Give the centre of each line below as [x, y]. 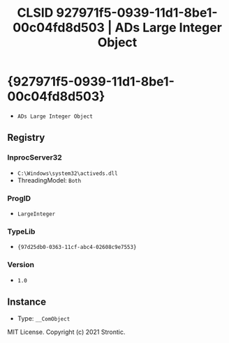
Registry [26, 138]
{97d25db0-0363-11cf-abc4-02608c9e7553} [77, 247]
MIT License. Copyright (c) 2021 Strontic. [66, 332]
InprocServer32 [35, 158]
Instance [27, 302]
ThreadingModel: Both [49, 180]
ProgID [19, 198]
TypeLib [21, 231]
